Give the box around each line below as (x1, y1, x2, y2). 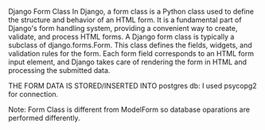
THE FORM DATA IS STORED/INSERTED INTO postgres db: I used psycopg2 (8, 81, 257, 90)
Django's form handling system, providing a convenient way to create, (8, 24, 238, 32)
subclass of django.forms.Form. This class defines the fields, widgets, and (8, 40, 252, 50)
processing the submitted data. (8, 66, 111, 75)
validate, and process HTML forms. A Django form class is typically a (8, 32, 235, 41)
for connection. (8, 90, 59, 98)
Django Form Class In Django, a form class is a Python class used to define (8, 7, 255, 16)
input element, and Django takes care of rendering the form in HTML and (8, 57, 247, 67)
